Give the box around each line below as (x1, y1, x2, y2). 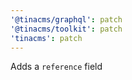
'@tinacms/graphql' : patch (10, 14, 123, 25)
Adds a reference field (10, 61, 103, 73)
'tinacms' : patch (10, 33, 83, 43)
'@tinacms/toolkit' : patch (10, 24, 123, 34)
